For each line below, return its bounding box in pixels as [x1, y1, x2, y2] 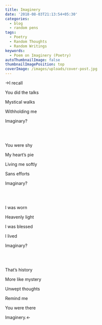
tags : [5, 30, 16, 35]
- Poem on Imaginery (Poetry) [9, 53, 71, 58]
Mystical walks [5, 99, 35, 105]
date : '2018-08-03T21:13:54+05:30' [5, 12, 78, 17]
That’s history [5, 267, 33, 272]
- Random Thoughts [9, 39, 48, 44]
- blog [9, 21, 23, 26]
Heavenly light [5, 214, 34, 220]
